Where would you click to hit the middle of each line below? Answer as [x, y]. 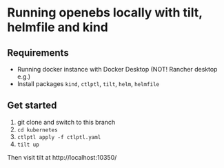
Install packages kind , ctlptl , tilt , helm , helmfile [88, 84]
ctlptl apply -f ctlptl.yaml [59, 137]
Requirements [38, 53]
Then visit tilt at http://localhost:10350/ [62, 157]
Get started [32, 106]
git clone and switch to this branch [66, 122]
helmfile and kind [58, 27]
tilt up [28, 145]
